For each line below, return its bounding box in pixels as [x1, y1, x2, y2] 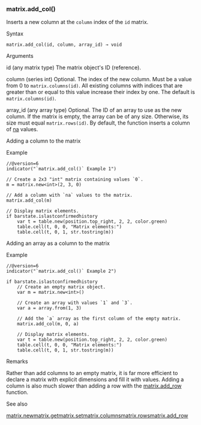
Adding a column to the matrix [6, 137, 81, 144]
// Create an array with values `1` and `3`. [17, 300, 133, 306]
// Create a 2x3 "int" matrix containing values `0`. [6, 176, 144, 182]
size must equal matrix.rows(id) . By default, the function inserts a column [6, 119, 190, 126]
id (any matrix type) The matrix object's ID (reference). [6, 64, 141, 71]
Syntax [6, 30, 24, 37]
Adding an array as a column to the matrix [6, 240, 110, 247]
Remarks [6, 358, 28, 365]
